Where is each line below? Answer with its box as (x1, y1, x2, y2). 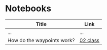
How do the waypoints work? (7, 37, 75, 44)
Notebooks (5, 3, 52, 14)
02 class (79, 37, 100, 44)
